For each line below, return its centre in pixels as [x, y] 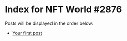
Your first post [27, 33]
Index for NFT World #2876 [63, 9]
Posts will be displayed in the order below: [49, 23]
